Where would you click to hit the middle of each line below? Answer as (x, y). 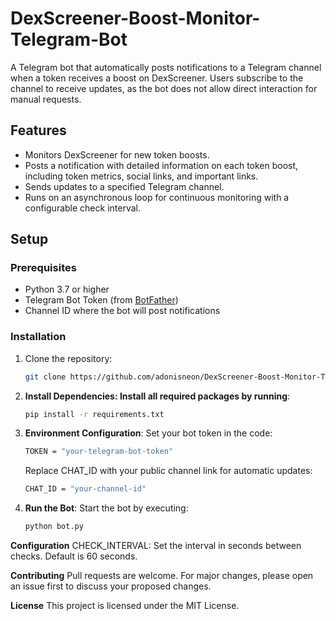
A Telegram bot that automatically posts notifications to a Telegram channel (166, 67)
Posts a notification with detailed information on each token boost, (161, 165)
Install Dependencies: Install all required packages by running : (157, 396)
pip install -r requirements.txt (94, 414)
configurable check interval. (82, 208)
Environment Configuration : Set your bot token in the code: (148, 433)
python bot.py (54, 527)
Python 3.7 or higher (67, 289)
